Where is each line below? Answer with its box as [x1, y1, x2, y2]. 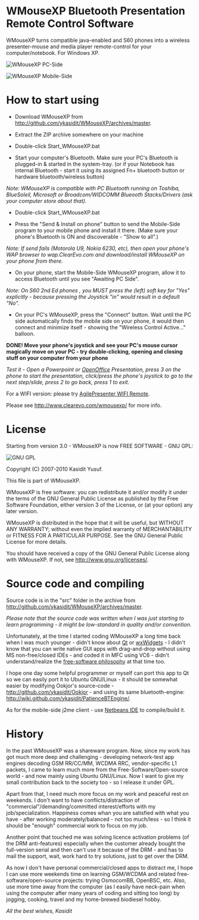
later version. [6, 507, 39, 514]
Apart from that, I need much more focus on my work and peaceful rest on [6, 790, 189, 797]
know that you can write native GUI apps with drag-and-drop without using [6, 645, 191, 652]
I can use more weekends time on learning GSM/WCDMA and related [6, 870, 176, 878]
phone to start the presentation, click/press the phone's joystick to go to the [6, 372, 193, 379]
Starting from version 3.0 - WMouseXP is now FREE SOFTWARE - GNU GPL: [6, 442, 194, 449]
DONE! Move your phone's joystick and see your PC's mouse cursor [6, 341, 178, 348]
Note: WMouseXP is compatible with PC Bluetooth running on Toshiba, [6, 184, 180, 192]
